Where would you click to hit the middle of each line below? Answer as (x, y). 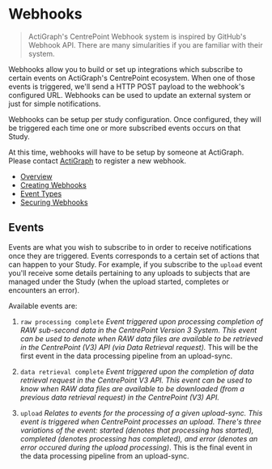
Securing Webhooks (54, 202)
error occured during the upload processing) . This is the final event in (136, 447)
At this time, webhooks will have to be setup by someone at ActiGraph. (126, 152)
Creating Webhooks (53, 185)
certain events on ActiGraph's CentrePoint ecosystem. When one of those (132, 78)
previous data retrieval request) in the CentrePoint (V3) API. (120, 397)
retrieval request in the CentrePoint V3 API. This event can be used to (136, 380)
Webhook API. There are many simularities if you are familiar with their (145, 44)
